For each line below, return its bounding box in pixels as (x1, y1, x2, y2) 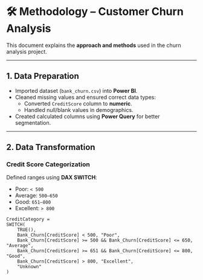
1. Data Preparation (6, 71, 80, 81)
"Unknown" (17, 264, 42, 270)
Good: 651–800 (14, 198, 51, 205)
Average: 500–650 (14, 192, 59, 199)
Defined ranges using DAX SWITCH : (6, 174, 98, 181)
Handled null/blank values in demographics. (24, 106, 134, 113)
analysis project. (6, 48, 47, 55)
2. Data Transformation (6, 142, 95, 152)
